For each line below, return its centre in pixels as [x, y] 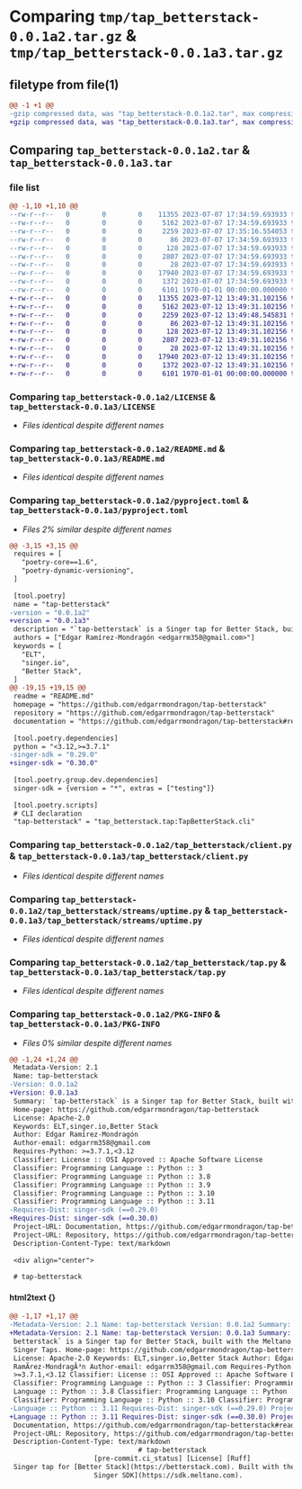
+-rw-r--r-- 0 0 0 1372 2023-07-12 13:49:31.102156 [148, 365]
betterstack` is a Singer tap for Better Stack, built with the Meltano [152, 1341]
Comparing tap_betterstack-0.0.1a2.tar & [130, 150]
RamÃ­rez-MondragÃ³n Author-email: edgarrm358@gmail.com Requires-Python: [154, 1367]
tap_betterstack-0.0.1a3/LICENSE [82, 406]
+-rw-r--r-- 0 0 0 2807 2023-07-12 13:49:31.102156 [148, 340]
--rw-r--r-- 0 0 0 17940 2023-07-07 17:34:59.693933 [148, 273]
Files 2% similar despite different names [97, 529]
